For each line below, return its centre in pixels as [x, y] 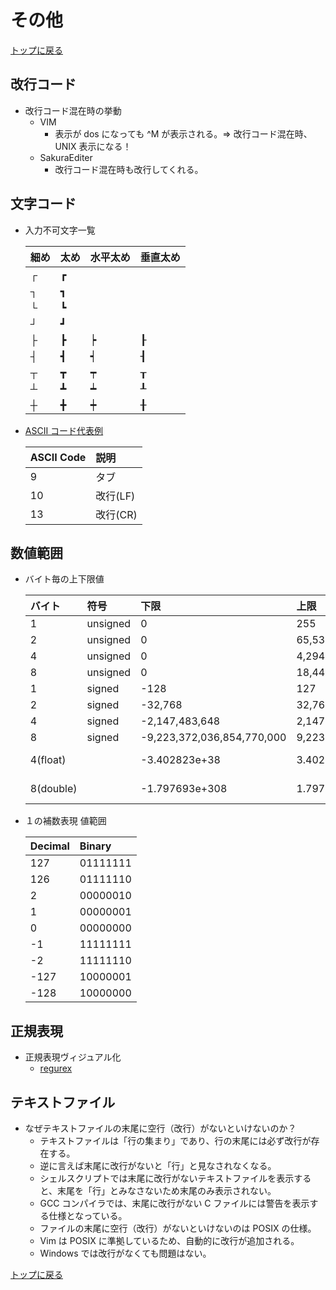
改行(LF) [115, 496]
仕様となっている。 [88, 1215]
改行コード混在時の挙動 [73, 110]
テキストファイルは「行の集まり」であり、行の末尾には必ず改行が [175, 1140]
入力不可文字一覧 [60, 230]
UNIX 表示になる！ [93, 146]
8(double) [53, 789]
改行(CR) [116, 514]
